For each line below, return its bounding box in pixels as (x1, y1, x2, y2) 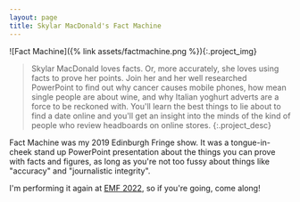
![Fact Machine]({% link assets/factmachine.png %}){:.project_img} (9, 45, 257, 56)
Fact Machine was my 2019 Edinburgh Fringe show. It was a (9, 137, 229, 148)
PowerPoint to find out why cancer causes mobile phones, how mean (30, 82, 287, 93)
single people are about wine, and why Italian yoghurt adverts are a (30, 91, 279, 102)
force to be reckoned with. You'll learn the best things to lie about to (30, 101, 281, 111)
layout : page (9, 12, 58, 22)
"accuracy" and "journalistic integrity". (9, 166, 151, 176)
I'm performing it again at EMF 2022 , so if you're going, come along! (9, 182, 261, 193)
